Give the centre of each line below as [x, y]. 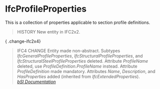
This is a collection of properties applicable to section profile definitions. [78, 22]
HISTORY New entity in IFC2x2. [49, 32]
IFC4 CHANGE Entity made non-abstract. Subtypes [69, 51]
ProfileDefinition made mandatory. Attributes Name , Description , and [86, 71]
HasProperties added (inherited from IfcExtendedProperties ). [78, 76]
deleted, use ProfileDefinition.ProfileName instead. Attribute [77, 66]
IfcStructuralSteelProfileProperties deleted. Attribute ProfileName [82, 61]
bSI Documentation [36, 82]
